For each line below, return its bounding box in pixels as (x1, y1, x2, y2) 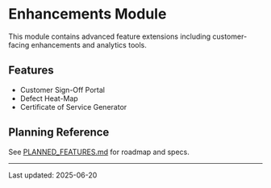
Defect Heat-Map (19, 94, 78, 103)
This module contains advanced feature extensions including (8, 31, 211, 41)
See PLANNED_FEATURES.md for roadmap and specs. (8, 147, 190, 157)
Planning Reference (8, 126, 110, 140)
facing (8, 40, 30, 49)
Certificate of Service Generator (19, 102, 127, 111)
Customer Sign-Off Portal (19, 85, 105, 94)
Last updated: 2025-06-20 (8, 170, 98, 180)
